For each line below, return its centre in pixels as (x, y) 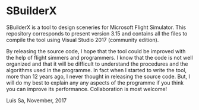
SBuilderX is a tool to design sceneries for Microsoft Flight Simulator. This (96, 27)
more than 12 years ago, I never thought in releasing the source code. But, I (98, 76)
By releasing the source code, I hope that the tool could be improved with (96, 51)
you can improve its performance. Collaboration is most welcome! (87, 89)
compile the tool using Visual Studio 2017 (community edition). (83, 40)
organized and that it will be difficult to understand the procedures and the (97, 64)
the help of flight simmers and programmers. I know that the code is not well (99, 57)
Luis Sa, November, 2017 (37, 100)
